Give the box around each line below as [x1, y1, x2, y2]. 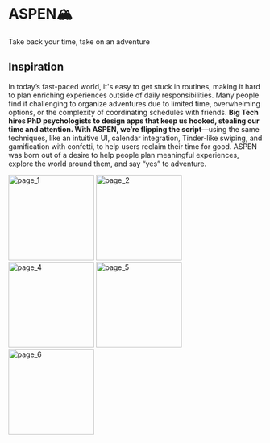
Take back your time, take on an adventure [8, 36, 151, 47]
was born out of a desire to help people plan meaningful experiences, [8, 150, 239, 159]
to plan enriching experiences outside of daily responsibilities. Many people [8, 90, 260, 100]
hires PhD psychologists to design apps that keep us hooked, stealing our [8, 116, 260, 126]
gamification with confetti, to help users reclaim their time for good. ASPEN [8, 141, 258, 151]
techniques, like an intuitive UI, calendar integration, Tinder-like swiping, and [8, 133, 263, 143]
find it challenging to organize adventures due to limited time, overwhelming [8, 98, 260, 108]
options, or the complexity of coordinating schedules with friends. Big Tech [8, 107, 260, 117]
